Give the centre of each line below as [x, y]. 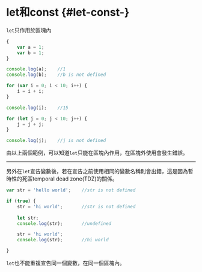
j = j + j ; [31, 124]
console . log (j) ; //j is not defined [56, 141]
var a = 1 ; [31, 47]
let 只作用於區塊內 [29, 30]
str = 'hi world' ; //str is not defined [76, 206]
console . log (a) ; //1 [36, 69]
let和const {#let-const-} [68, 12]
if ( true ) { [21, 201]
